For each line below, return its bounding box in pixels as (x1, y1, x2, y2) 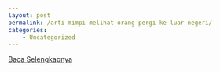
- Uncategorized (22, 33, 76, 41)
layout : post (8, 11, 51, 20)
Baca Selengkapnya (8, 55, 73, 64)
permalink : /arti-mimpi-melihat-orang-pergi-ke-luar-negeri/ (8, 19, 213, 27)
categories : (8, 26, 47, 34)
